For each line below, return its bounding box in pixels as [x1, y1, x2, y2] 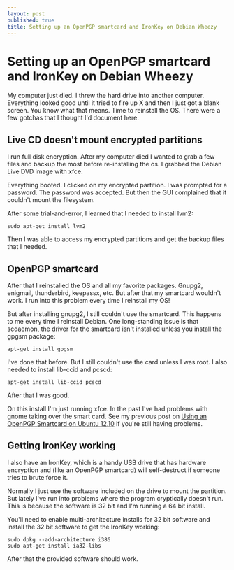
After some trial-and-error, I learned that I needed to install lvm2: [7, 209, 193, 218]
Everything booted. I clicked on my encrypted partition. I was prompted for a [7, 181, 227, 190]
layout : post [7, 10, 45, 17]
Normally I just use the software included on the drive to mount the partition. [7, 487, 227, 495]
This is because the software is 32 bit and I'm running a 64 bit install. [7, 501, 206, 510]
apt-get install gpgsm [7, 345, 73, 352]
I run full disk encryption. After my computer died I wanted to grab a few [7, 152, 215, 161]
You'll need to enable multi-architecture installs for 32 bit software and [7, 515, 211, 523]
